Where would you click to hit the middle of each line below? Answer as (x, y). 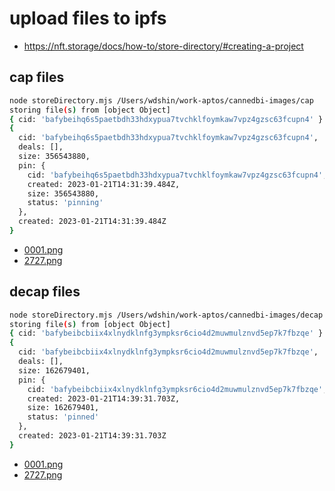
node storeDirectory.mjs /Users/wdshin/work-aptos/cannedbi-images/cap (161, 100)
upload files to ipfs (88, 18)
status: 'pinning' (65, 203)
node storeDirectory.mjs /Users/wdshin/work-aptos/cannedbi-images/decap (166, 315)
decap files (45, 292)
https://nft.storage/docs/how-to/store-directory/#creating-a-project (163, 46)
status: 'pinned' (63, 417)
